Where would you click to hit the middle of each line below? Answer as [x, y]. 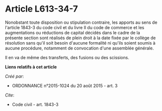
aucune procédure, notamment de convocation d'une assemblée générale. [79, 48]
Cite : [10, 95]
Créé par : [15, 76]
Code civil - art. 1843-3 [35, 104]
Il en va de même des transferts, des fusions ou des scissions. [67, 57]
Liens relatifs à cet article [31, 67]
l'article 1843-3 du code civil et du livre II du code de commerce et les [75, 27]
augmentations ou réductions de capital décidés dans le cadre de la [73, 32]
